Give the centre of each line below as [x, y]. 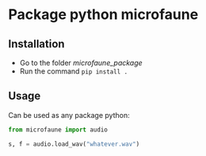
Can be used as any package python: [69, 115]
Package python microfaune [103, 15]
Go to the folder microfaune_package [81, 63]
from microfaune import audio [58, 129]
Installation [36, 44]
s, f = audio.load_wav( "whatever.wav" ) [74, 144]
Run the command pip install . [74, 71]
